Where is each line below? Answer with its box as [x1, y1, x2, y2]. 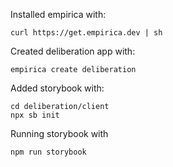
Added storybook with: [10, 82, 105, 94]
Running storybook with [10, 128, 109, 139]
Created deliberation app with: [10, 45, 136, 57]
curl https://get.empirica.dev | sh [10, 28, 163, 38]
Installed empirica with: [10, 9, 107, 20]
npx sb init [10, 110, 60, 120]
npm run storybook [10, 147, 87, 157]
